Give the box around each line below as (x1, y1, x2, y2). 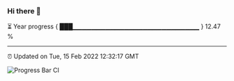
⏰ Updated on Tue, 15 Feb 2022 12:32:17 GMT (7, 52, 139, 61)
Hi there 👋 (7, 6, 42, 16)
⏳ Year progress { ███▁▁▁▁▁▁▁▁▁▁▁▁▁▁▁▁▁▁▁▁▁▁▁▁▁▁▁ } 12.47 (7, 22, 221, 30)
